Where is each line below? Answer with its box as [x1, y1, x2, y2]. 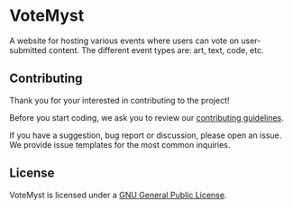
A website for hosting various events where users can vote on [9, 35, 240, 46]
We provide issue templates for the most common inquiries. [9, 139, 231, 150]
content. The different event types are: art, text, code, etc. [48, 44, 264, 55]
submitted [9, 44, 47, 55]
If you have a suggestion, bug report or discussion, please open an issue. [9, 130, 282, 141]
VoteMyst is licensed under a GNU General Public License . [9, 189, 227, 200]
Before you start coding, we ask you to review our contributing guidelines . [9, 112, 284, 123]
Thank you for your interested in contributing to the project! [9, 95, 230, 105]
